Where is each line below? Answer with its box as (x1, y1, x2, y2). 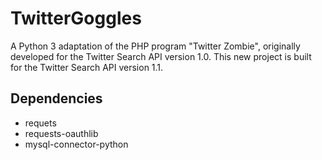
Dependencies (10, 90, 103, 107)
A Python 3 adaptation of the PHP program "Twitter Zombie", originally (10, 40, 301, 52)
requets (24, 117, 57, 129)
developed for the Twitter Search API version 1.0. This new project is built (10, 50, 312, 62)
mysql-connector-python (24, 138, 129, 150)
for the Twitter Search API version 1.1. (10, 61, 164, 73)
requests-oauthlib (24, 127, 99, 139)
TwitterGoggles (10, 7, 142, 30)
